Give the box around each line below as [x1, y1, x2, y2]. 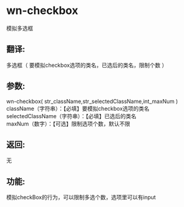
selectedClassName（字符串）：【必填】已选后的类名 [6, 112, 137, 119]
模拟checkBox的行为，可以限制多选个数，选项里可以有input [6, 194, 157, 201]
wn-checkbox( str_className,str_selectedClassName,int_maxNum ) [6, 97, 179, 105]
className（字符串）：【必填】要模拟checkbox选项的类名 [6, 105, 150, 112]
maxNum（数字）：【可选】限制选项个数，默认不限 [6, 120, 130, 127]
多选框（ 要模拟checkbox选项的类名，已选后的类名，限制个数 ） [6, 61, 168, 69]
